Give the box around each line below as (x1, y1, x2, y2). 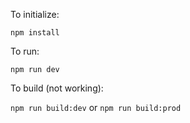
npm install (10, 28, 60, 38)
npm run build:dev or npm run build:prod (10, 102, 182, 113)
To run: (10, 45, 40, 57)
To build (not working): (10, 82, 104, 94)
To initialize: (10, 9, 60, 20)
